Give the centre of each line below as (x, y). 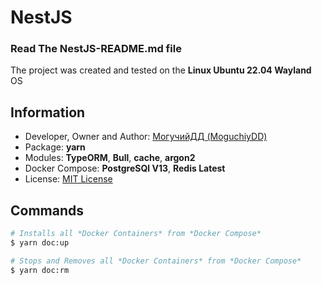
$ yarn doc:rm (40, 270)
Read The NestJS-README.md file (96, 49)
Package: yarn (55, 147)
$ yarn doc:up (40, 242)
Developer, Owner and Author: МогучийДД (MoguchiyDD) (146, 137)
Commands (47, 210)
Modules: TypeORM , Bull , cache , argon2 (110, 158)
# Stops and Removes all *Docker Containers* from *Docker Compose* (156, 261)
